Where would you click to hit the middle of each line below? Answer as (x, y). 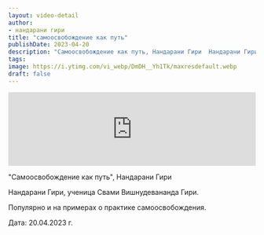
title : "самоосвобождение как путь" (68, 37)
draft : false (29, 74)
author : (21, 23)
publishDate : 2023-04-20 (49, 45)
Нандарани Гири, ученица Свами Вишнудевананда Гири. (103, 192)
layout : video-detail (44, 15)
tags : (17, 60)
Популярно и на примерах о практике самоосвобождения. (107, 207)
